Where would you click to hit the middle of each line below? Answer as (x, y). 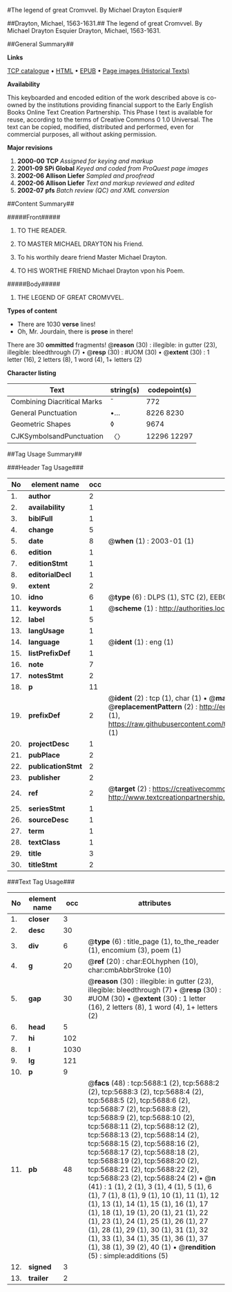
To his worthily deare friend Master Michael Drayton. (92, 257)
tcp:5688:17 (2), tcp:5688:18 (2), (144, 1152)
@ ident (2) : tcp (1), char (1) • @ (162, 698)
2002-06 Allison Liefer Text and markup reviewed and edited (106, 183)
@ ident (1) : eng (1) (141, 642)
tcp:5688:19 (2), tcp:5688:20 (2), (144, 1161)
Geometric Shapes (41, 424)
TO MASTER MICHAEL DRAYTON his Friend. (80, 244)
